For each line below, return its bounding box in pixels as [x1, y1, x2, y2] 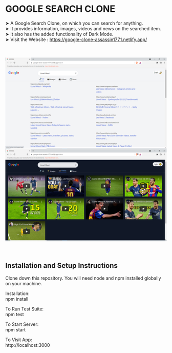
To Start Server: [5, 321, 39, 327]
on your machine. [5, 280, 42, 286]
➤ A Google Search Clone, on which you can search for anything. [5, 20, 143, 26]
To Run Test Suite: [5, 306, 44, 312]
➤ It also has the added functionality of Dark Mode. [5, 31, 114, 37]
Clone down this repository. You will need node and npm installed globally [5, 275, 161, 281]
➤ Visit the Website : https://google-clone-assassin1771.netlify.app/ [5, 36, 147, 43]
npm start [5, 326, 26, 332]
